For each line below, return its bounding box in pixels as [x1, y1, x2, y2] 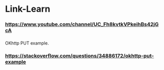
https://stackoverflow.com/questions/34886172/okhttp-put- [5, 52, 154, 59]
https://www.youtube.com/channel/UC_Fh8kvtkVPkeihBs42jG [5, 21, 159, 28]
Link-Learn [5, 3, 51, 15]
